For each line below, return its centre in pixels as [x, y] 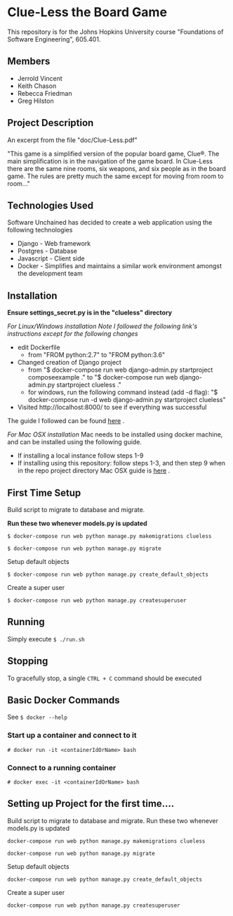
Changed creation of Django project [69, 363]
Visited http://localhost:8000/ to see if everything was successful [112, 407]
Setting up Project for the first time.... [91, 804]
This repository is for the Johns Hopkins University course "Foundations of [115, 32]
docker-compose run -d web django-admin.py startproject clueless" [127, 400]
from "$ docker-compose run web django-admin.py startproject [120, 370]
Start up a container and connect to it [72, 735]
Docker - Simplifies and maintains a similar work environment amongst [120, 266]
